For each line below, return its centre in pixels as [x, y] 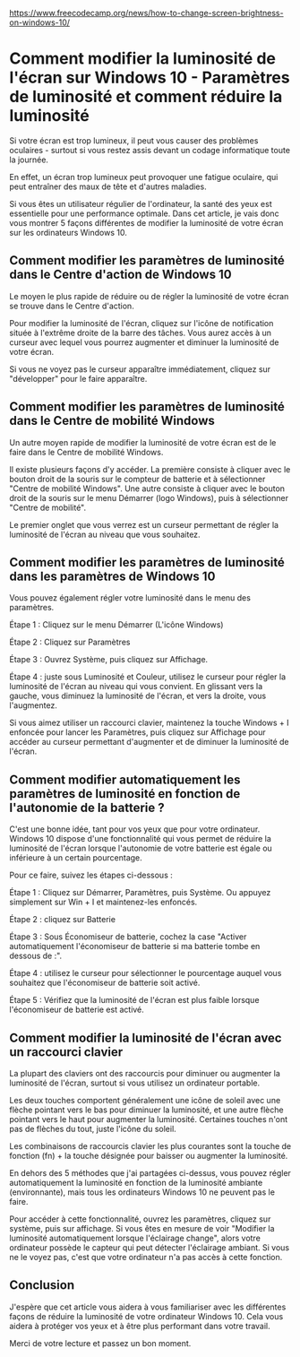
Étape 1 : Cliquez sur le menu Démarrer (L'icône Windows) [116, 625]
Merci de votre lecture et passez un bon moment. [100, 1343]
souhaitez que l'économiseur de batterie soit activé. [105, 983]
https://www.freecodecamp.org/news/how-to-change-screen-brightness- [146, 13]
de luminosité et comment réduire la [146, 97]
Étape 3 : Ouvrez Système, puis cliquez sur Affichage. [109, 660]
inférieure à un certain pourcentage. [76, 858]
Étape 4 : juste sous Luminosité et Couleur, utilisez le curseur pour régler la [148, 677]
